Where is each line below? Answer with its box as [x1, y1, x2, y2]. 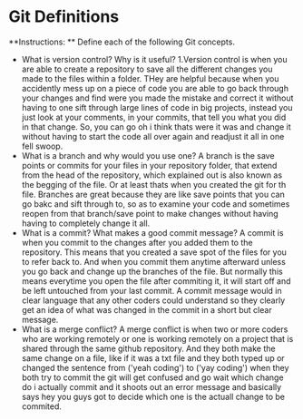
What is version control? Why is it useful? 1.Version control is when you [21, 54, 288, 64]
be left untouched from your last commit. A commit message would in [21, 285, 282, 296]
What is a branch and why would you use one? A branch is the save [21, 150, 275, 161]
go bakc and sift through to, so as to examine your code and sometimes [21, 198, 290, 209]
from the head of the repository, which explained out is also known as [21, 170, 283, 180]
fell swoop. [21, 141, 64, 151]
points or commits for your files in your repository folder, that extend [21, 160, 278, 171]
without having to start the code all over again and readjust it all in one [21, 131, 285, 141]
